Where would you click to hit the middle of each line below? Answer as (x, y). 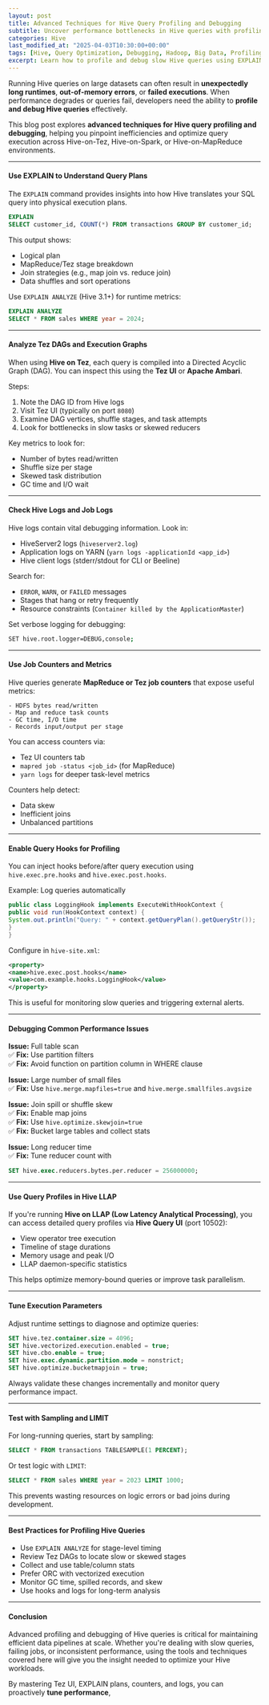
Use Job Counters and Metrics (60, 665)
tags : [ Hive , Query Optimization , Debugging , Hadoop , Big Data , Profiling (136, 53)
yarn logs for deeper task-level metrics (85, 775)
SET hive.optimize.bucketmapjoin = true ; (78, 1368)
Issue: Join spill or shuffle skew (61, 1105)
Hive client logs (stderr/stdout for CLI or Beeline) (100, 560)
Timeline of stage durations (65, 1247)
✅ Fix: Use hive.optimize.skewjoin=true (75, 1122)
